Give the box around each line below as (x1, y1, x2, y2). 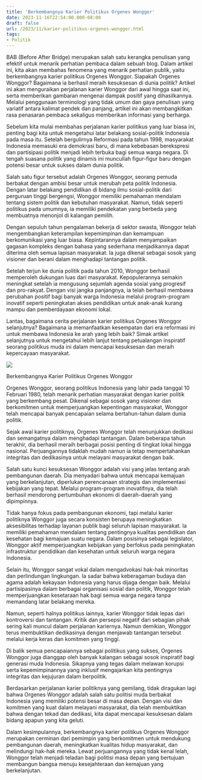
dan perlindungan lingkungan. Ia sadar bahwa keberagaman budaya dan (6, 572, 186, 579)
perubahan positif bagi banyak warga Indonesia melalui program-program (6, 293, 190, 300)
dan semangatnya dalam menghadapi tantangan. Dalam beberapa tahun (6, 434, 186, 442)
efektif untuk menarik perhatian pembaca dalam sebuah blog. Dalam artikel (6, 60, 193, 67)
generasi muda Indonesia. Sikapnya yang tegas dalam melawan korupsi (6, 660, 184, 667)
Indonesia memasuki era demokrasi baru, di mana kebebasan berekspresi (6, 143, 190, 149)
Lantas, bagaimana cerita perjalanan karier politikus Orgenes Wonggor (6, 318, 182, 324)
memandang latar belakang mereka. (6, 598, 96, 605)
